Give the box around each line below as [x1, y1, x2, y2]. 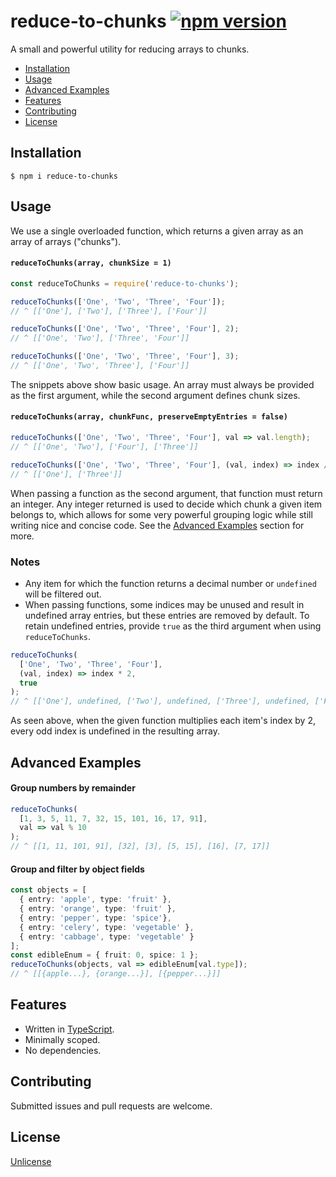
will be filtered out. [24, 588, 102, 600]
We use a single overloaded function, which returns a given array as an [10, 225, 304, 237]
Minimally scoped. [24, 1033, 101, 1045]
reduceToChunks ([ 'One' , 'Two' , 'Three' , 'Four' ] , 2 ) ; [10, 324, 240, 334]
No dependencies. [24, 1044, 102, 1056]
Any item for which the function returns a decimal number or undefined [24, 577, 317, 589]
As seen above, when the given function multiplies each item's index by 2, [10, 715, 316, 727]
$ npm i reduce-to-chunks [10, 171, 118, 181]
